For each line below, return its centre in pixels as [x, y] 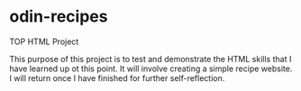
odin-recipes [59, 17]
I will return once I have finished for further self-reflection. [117, 77]
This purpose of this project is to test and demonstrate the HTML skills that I [150, 59]
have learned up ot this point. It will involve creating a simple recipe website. [151, 68]
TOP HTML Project [44, 41]
